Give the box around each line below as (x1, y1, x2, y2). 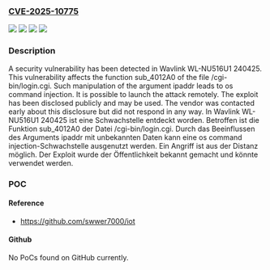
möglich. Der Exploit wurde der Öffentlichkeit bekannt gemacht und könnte (8, 150, 259, 159)
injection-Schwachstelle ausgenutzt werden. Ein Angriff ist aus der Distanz (8, 141, 259, 150)
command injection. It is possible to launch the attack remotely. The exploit (8, 89, 259, 99)
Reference (8, 198, 45, 208)
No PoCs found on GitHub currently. (8, 252, 129, 262)
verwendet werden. (8, 158, 74, 167)
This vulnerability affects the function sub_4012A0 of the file (8, 72, 209, 82)
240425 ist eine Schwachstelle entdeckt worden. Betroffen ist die (40, 115, 259, 124)
